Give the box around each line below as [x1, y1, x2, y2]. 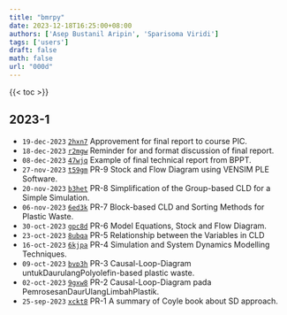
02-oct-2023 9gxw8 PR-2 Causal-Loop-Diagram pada [21, 276, 212, 288]
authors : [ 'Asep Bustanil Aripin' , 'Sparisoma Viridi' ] [9, 29, 219, 38]
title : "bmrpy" [9, 12, 65, 22]
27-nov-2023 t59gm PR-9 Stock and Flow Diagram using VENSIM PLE [21, 164, 269, 174]
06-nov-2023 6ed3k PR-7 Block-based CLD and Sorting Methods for [21, 201, 265, 212]
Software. [21, 173, 58, 184]
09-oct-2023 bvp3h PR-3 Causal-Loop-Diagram [21, 257, 192, 268]
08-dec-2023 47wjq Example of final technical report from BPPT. [21, 154, 252, 165]
